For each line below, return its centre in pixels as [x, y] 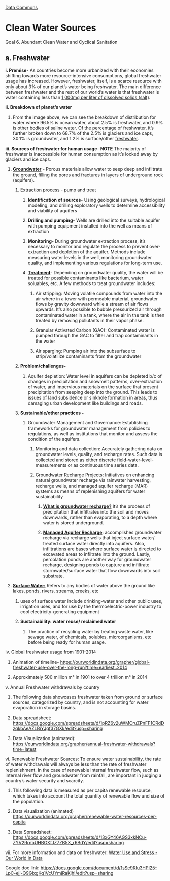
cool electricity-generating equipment [60, 612]
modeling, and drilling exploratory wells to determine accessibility [96, 205]
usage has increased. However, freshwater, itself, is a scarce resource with [84, 81]
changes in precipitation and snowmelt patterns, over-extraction [95, 381]
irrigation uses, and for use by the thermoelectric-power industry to [91, 606]
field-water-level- [135, 460]
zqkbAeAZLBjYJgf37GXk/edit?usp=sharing [58, 728]
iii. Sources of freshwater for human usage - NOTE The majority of [76, 148]
